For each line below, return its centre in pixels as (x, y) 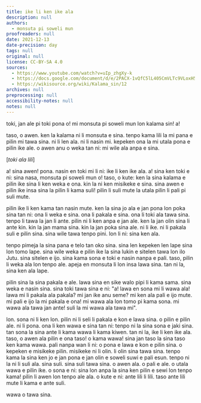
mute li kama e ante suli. (36, 383)
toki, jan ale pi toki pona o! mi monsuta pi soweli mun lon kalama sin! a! (93, 123)
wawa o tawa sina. (29, 394)
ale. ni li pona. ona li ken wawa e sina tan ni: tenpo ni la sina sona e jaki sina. (100, 325)
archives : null (25, 90)
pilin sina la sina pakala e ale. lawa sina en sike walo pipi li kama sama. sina (99, 282)
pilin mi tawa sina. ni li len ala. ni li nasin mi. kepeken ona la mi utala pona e (98, 141)
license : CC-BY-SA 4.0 (34, 62)
